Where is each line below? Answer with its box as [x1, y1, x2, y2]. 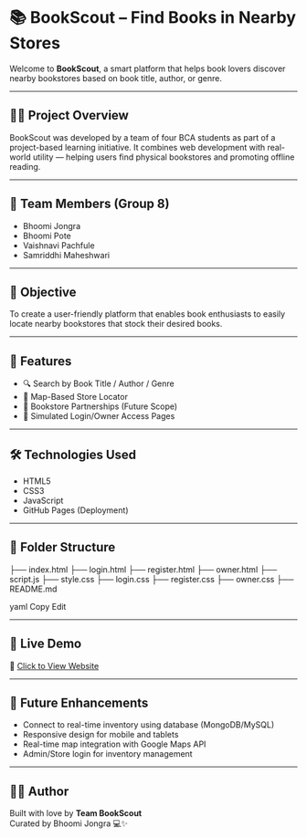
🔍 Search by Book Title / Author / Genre [22, 378, 175, 389]
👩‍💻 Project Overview [9, 108, 130, 123]
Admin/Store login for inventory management [22, 749, 194, 759]
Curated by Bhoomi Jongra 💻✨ [9, 818, 128, 829]
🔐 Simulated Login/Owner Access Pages [22, 411, 175, 422]
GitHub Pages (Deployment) [22, 505, 129, 516]
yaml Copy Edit [9, 601, 67, 612]
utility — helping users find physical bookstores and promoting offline [32, 152, 295, 162]
